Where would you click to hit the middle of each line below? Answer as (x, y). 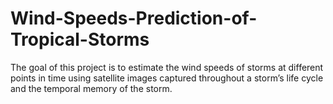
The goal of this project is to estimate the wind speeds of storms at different (167, 67)
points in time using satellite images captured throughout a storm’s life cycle (167, 78)
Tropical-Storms (80, 39)
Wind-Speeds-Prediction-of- (134, 18)
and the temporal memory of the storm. (91, 88)
